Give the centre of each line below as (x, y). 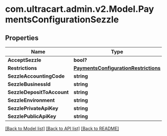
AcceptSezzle (24, 60)
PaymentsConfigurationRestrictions (117, 68)
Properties (22, 38)
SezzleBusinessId (29, 84)
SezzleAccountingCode (36, 76)
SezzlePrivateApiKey (33, 108)
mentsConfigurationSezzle (62, 20)
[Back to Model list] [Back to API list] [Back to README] (62, 129)
